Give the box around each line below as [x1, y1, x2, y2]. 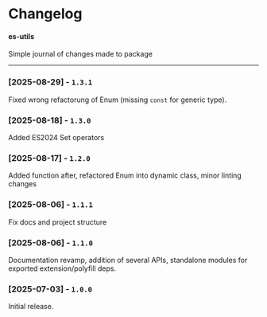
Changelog [8, 5, 83, 23]
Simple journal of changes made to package [8, 49, 153, 59]
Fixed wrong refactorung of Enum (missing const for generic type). [8, 95, 227, 104]
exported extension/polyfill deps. [8, 264, 117, 273]
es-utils [8, 31, 35, 41]
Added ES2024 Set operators [8, 132, 105, 142]
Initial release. [8, 302, 54, 311]
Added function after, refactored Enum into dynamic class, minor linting [8, 170, 242, 180]
